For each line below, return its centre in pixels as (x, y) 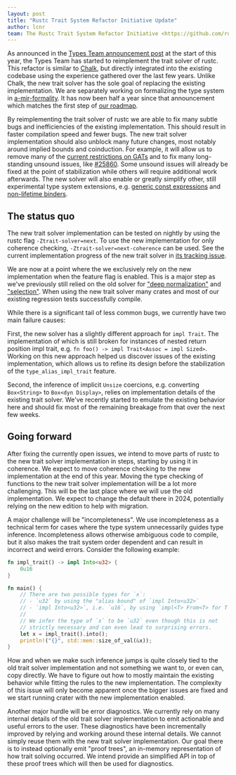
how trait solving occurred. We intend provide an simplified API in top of (111, 756)
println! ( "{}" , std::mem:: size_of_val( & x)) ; (86, 641)
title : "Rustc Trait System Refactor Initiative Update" (92, 20)
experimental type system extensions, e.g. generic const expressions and (114, 186)
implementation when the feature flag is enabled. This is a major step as (111, 277)
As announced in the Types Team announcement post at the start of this (112, 53)
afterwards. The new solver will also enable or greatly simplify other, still (112, 179)
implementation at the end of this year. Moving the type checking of (105, 476)
